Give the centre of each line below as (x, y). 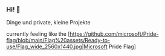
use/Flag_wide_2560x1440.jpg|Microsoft (57, 46)
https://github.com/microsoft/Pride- (114, 34)
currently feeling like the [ (38, 34)
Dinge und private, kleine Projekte (48, 23)
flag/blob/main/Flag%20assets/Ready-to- (58, 41)
